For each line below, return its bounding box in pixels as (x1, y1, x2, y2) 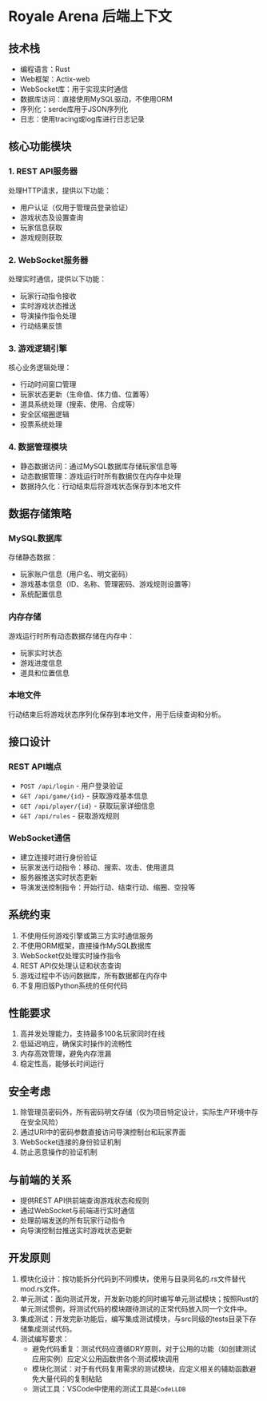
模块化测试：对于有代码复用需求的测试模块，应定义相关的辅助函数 (31, 1363, 249, 1373)
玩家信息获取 (19, 222, 62, 232)
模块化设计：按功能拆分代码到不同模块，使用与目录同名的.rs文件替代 (19, 1274, 246, 1284)
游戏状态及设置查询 (19, 213, 84, 222)
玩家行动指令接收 (19, 291, 77, 300)
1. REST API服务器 (8, 165, 78, 177)
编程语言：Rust (19, 65, 70, 74)
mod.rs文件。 (19, 1284, 65, 1293)
